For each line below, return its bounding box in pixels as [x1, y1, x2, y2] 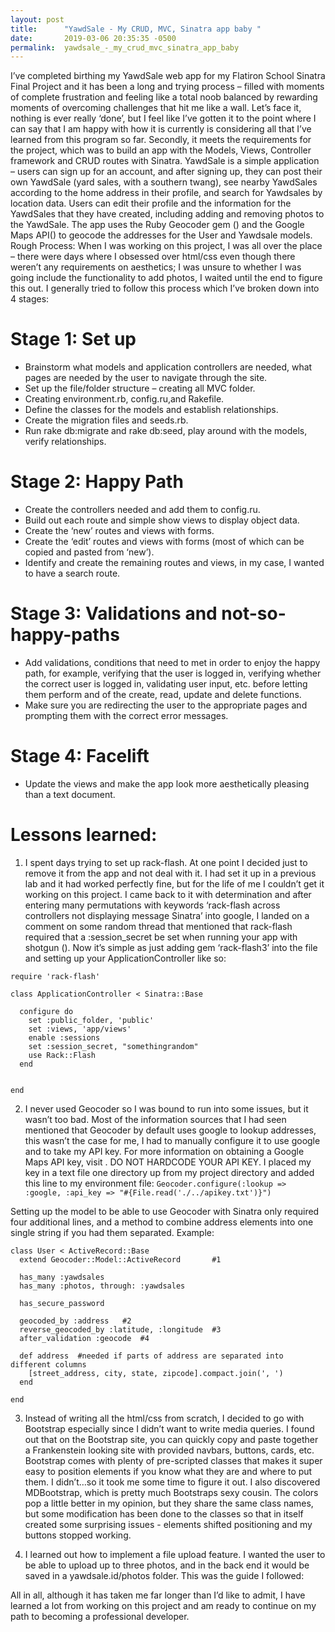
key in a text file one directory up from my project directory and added [24, 1166, 315, 1178]
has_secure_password [19, 1298, 105, 1308]
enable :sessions [28, 1032, 101, 1043]
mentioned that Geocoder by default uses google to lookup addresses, [24, 1124, 317, 1136]
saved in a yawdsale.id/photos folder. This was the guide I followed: [24, 1569, 305, 1581]
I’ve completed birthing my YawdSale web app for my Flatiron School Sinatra [10, 70, 326, 82]
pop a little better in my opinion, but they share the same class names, [24, 1497, 314, 1509]
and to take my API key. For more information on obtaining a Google [24, 1145, 305, 1157]
